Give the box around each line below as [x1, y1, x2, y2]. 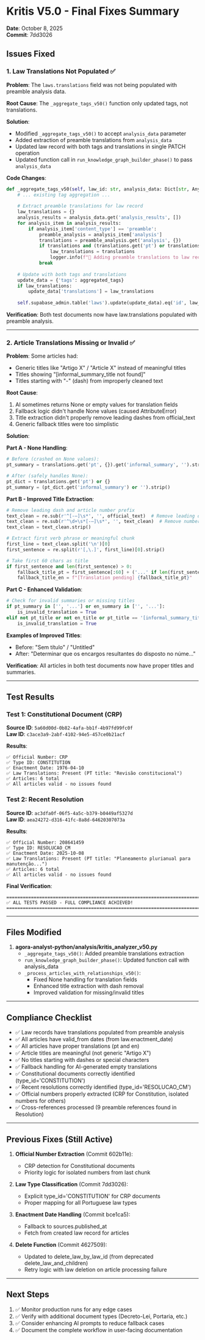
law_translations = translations [49, 249, 135, 255]
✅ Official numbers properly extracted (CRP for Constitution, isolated [15, 1090, 189, 1097]
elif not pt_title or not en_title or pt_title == [6, 614, 138, 621]
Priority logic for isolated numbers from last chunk [24, 1169, 151, 1176]
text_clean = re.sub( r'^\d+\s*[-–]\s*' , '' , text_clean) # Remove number [6, 519, 201, 525]
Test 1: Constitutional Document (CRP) [6, 710, 123, 718]
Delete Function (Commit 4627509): [15, 1241, 107, 1249]
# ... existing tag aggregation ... [17, 192, 111, 198]
